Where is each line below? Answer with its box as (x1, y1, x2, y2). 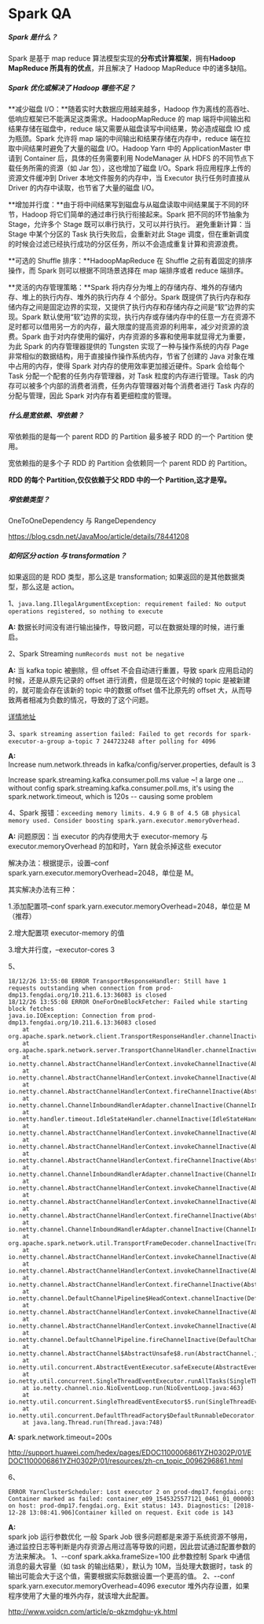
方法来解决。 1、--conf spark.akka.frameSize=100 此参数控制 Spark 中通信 (8, 1552, 251, 1561)
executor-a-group (8, 738, 65, 745)
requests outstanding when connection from (8, 984, 153, 993)
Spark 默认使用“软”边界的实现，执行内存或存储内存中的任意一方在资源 (21, 312, 249, 321)
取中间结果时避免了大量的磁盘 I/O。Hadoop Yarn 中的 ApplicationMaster (8, 143, 242, 154)
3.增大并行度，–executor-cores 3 (8, 945, 115, 954)
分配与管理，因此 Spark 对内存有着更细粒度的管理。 (8, 391, 176, 400)
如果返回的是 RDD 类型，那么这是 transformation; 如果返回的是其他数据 (8, 572, 238, 582)
